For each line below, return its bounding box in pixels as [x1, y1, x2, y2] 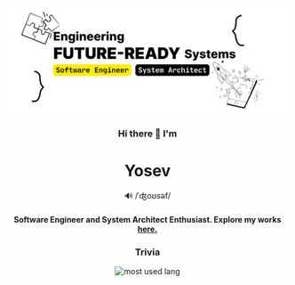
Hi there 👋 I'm [117, 127, 178, 140]
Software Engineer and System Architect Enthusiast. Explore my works [13, 214, 282, 224]
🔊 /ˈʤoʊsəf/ [124, 191, 171, 201]
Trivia [134, 246, 161, 258]
